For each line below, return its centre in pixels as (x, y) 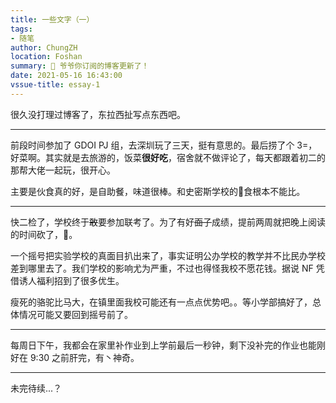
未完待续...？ (36, 388)
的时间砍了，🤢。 (44, 234)
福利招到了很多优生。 (80, 280)
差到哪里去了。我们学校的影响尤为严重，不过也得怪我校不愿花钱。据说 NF (162, 268)
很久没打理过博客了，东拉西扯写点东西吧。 (98, 114)
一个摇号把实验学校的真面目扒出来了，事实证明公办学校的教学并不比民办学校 (168, 255)
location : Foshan (46, 57)
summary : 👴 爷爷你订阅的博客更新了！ (80, 66)
